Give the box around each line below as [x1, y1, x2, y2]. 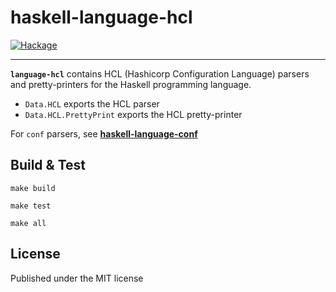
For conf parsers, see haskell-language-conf [10, 127, 198, 140]
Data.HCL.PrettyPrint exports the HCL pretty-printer [24, 108, 243, 120]
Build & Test [10, 157, 86, 174]
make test [10, 201, 52, 211]
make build [10, 183, 56, 193]
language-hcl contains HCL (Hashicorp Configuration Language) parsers [10, 67, 310, 80]
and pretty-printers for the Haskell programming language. [10, 78, 252, 90]
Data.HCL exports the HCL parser [24, 97, 160, 110]
